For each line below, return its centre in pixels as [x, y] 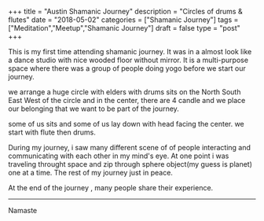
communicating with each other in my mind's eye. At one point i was [119, 156]
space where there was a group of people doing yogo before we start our [127, 68]
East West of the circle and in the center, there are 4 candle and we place [127, 100]
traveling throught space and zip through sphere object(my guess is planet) [130, 164]
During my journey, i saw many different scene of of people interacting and [130, 147]
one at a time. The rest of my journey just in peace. [90, 173]
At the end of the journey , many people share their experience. [111, 188]
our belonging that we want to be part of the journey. [93, 109]
